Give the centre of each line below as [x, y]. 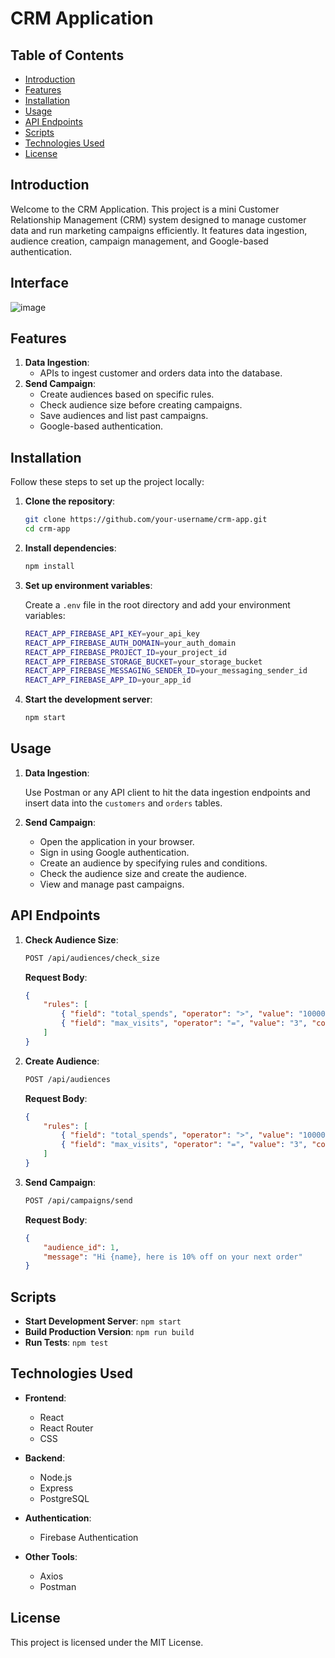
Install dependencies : [70, 548]
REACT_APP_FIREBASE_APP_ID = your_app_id [108, 680]
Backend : [45, 1458]
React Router [66, 1428]
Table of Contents [67, 55]
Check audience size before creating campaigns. [141, 405]
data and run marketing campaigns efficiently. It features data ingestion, [159, 230]
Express [56, 1488]
